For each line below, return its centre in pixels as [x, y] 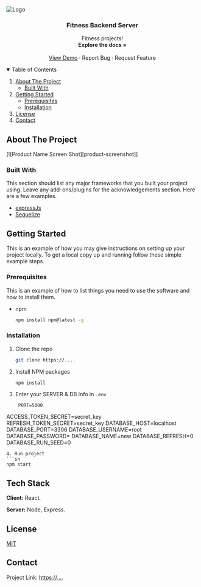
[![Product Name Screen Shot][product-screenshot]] [72, 154]
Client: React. [24, 498]
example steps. [25, 261]
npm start [19, 464]
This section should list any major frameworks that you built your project [97, 183]
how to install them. [31, 297]
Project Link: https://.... [35, 577]
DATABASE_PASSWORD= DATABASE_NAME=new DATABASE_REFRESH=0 [100, 436]
